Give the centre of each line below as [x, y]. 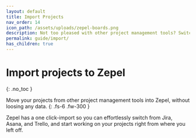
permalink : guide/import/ [37, 38]
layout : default [26, 11]
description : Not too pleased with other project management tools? [91, 33]
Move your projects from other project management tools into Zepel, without [98, 100]
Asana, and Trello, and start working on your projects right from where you [96, 123]
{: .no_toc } [19, 89]
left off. [15, 130]
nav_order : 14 [23, 22]
